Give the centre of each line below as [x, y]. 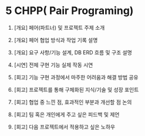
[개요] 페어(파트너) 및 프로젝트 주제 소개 [59, 27]
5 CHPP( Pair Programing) [70, 11]
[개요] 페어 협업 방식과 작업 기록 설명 [56, 40]
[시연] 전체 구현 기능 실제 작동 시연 [53, 65]
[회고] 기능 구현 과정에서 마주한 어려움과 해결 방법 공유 [76, 77]
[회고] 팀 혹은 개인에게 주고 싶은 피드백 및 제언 [67, 114]
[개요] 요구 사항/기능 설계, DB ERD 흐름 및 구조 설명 [73, 52]
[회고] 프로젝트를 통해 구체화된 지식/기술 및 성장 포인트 [76, 89]
